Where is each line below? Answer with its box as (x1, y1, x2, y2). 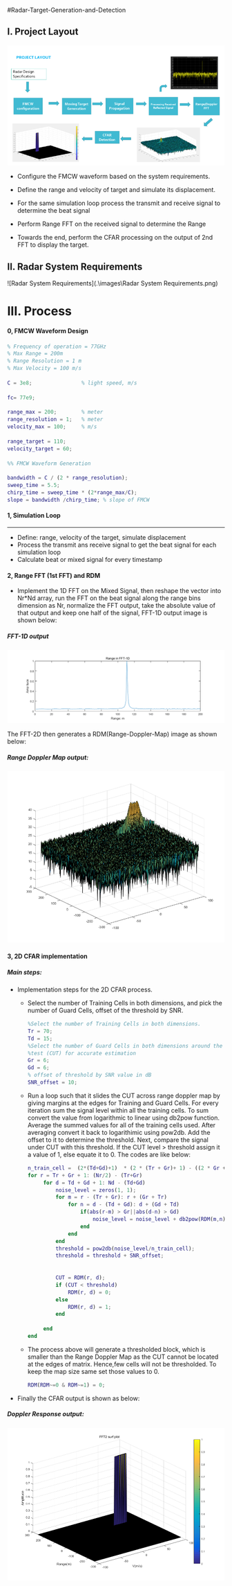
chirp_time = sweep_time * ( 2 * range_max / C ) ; (7, 489, 137, 496)
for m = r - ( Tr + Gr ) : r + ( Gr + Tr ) (55, 1194, 168, 1201)
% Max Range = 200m (7, 350, 64, 358)
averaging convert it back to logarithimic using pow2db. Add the (27, 1128, 211, 1136)
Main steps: (7, 968, 43, 976)
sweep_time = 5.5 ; (7, 482, 60, 489)
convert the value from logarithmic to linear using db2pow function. (27, 1113, 220, 1122)
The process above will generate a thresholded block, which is (27, 1345, 206, 1353)
